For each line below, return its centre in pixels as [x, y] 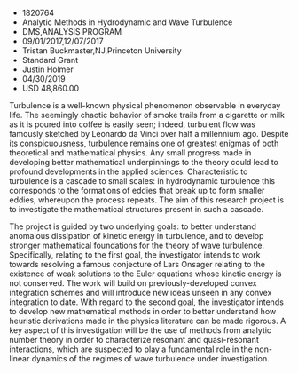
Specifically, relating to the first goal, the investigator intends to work [135, 255]
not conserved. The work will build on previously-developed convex [133, 283]
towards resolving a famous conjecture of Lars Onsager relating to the [137, 264]
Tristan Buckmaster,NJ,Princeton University [102, 51]
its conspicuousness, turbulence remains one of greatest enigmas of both [144, 143]
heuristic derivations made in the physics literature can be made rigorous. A [148, 321]
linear [20, 358]
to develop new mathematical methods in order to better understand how [143, 311]
